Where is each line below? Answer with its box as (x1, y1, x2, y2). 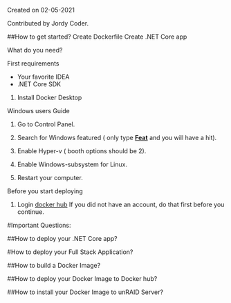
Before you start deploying (7, 187, 83, 195)
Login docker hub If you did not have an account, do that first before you (17, 200, 225, 208)
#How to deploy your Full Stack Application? (7, 248, 133, 256)
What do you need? (7, 46, 63, 54)
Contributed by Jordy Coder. (7, 19, 89, 27)
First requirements (7, 59, 60, 68)
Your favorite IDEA (17, 72, 70, 81)
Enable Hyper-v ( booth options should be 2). (17, 147, 147, 155)
